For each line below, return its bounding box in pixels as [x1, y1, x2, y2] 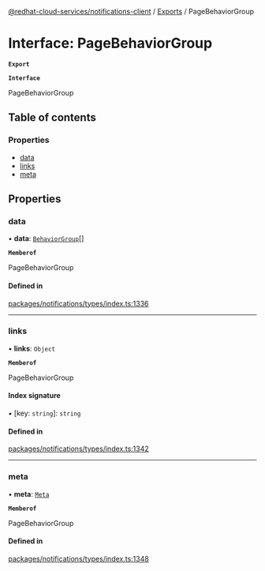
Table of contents [8, 111, 96, 125]
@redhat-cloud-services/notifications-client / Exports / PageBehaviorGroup [8, 7, 255, 16]
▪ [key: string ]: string [8, 408, 81, 418]
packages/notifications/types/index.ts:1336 [8, 299, 149, 308]
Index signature [8, 391, 61, 400]
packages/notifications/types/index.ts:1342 [8, 444, 150, 453]
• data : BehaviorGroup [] [8, 234, 84, 243]
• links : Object [8, 344, 56, 353]
